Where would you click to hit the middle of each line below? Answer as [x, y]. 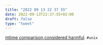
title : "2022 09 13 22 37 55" [36, 10]
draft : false [19, 19]
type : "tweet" [20, 23]
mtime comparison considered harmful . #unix [51, 38]
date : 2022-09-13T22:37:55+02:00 [40, 14]
